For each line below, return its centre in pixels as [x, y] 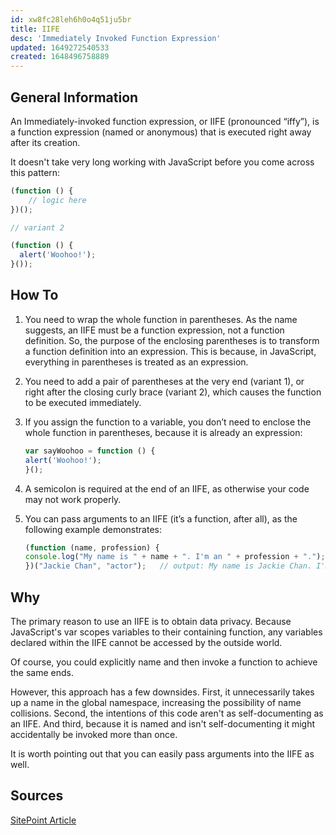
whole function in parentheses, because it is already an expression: [163, 432]
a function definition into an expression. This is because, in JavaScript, [170, 351]
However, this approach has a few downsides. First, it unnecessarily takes [162, 692]
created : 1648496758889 [60, 57]
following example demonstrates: [93, 529]
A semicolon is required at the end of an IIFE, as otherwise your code [167, 488]
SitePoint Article [43, 820]
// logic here [57, 200]
